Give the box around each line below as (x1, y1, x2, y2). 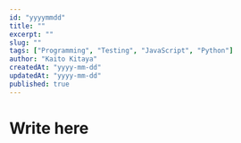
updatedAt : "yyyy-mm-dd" (9, 71, 102, 80)
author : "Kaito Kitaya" (9, 55, 98, 63)
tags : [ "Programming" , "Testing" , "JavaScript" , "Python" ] (9, 46, 234, 55)
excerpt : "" (9, 29, 54, 38)
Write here (9, 118, 89, 139)
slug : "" (9, 38, 42, 47)
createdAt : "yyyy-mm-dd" (9, 63, 102, 72)
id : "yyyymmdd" (9, 13, 66, 22)
